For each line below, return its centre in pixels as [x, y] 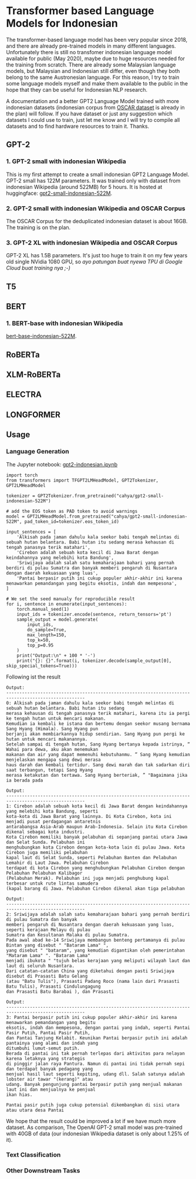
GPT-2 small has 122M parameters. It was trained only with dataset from [93, 180]
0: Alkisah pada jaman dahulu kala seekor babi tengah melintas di [90, 703]
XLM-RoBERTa [33, 375]
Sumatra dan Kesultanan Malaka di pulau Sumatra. [68, 935]
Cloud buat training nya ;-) [38, 268]
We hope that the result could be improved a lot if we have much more [91, 1121]
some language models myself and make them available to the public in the [97, 83]
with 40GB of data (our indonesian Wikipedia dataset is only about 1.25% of [98, 1133]
